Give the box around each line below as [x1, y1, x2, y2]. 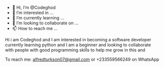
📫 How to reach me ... [12, 26, 58, 31]
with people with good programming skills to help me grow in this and [5, 47, 145, 53]
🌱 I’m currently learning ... [12, 15, 65, 20]
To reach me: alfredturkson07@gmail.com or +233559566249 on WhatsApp [5, 56, 160, 62]
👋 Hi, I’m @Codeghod [12, 5, 56, 10]
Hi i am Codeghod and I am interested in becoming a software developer [5, 37, 152, 42]
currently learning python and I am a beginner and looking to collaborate [5, 42, 151, 48]
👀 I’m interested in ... [12, 10, 54, 16]
